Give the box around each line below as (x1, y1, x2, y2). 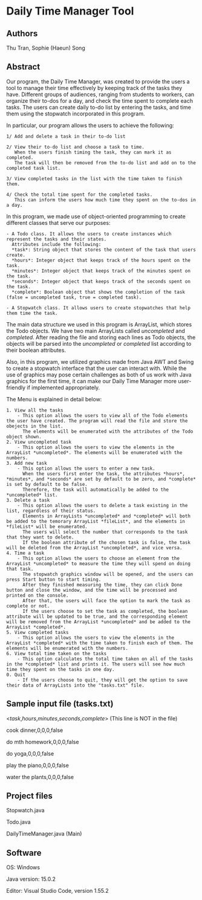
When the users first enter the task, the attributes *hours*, (22, 470, 186, 477)
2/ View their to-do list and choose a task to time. (6, 144, 145, 150)
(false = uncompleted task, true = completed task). (6, 294, 142, 300)
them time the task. (6, 310, 59, 316)
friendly (6, 384, 26, 391)
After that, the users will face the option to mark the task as (22, 597, 191, 604)
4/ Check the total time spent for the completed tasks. (6, 192, 153, 198)
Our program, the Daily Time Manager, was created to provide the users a (6, 77, 190, 85)
